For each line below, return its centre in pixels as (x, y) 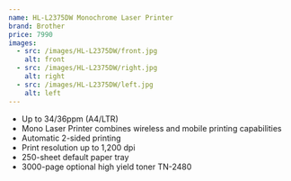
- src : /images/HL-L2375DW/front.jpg (87, 51)
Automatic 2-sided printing (71, 138)
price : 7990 (31, 34)
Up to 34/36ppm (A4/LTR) (70, 119)
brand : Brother (37, 26)
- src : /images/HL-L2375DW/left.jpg (85, 85)
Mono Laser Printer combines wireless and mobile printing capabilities (151, 128)
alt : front (45, 59)
